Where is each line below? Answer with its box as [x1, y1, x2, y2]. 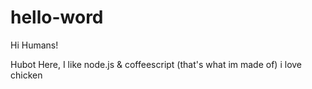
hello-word [10, 6, 104, 29]
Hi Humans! [10, 39, 59, 51]
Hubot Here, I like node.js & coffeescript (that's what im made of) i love [10, 58, 303, 70]
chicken [10, 69, 43, 81]
